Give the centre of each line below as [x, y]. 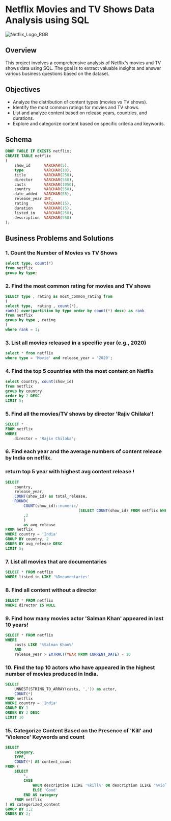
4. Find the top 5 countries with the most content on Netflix [80, 371]
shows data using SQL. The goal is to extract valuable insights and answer [83, 68]
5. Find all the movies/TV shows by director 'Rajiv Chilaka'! [79, 414]
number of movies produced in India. [52, 674]
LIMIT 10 [15, 717]
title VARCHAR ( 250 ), [44, 175]
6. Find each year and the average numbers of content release [83, 451]
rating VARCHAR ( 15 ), [43, 203]
